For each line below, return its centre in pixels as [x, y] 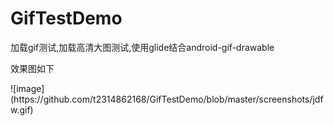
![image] [27, 88]
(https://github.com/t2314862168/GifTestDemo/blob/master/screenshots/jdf [167, 99]
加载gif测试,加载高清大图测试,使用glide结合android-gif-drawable [142, 47]
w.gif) [22, 109]
